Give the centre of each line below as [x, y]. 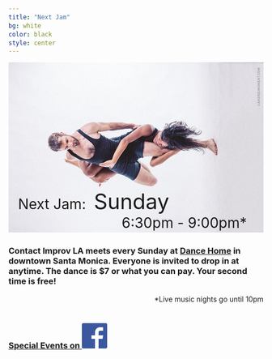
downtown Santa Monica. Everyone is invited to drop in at [124, 261]
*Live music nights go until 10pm [209, 299]
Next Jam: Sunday [94, 201]
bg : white [25, 26]
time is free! [32, 281]
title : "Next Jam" [39, 17]
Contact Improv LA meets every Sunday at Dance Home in [125, 251]
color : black [30, 34]
